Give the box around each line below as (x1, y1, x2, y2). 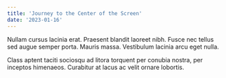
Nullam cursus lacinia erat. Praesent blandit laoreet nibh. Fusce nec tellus (7, 35, 214, 43)
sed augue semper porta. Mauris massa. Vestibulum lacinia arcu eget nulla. (7, 42, 219, 51)
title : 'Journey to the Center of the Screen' (7, 10, 142, 17)
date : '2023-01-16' (7, 16, 63, 23)
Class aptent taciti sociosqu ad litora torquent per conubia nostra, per (7, 55, 203, 64)
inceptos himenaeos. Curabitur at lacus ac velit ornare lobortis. (7, 63, 185, 71)
